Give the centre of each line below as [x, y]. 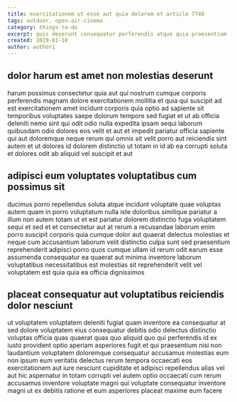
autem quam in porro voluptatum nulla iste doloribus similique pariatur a [112, 211]
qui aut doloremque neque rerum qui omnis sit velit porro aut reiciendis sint [117, 138]
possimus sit [36, 187]
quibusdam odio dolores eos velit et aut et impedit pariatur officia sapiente [116, 131]
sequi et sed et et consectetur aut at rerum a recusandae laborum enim [111, 227]
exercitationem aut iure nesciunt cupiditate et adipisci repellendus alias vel [116, 368]
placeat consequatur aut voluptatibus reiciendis [116, 295]
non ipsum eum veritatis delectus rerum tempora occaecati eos [100, 361]
